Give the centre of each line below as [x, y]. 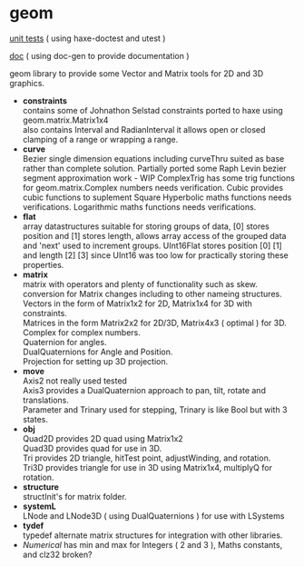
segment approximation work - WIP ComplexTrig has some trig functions [158, 178]
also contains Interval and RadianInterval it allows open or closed [144, 129]
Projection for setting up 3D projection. [95, 361]
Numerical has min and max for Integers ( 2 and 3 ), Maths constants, [152, 544]
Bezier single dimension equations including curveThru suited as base [153, 158]
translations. [46, 400]
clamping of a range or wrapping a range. [100, 139]
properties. [43, 264]
